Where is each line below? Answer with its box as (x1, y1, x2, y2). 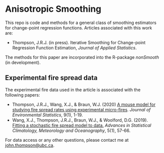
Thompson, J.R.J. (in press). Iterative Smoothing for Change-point (12, 39, 146, 45)
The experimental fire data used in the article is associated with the (5, 87, 141, 93)
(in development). (5, 59, 41, 65)
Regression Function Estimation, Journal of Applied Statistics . (12, 45, 137, 51)
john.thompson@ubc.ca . (5, 142, 55, 148)
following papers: (5, 92, 40, 98)
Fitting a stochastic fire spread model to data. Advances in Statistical (12, 122, 152, 128)
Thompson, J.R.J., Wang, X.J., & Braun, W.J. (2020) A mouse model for (12, 102, 156, 107)
